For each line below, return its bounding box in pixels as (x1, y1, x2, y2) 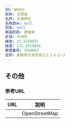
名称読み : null (5, 20, 33, 26)
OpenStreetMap (21, 110, 58, 117)
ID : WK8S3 (5, 7, 25, 12)
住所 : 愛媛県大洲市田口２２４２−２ (5, 52, 66, 58)
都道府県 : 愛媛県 (5, 30, 35, 35)
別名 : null (5, 25, 26, 30)
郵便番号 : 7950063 (5, 48, 40, 53)
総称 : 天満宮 (5, 12, 28, 17)
